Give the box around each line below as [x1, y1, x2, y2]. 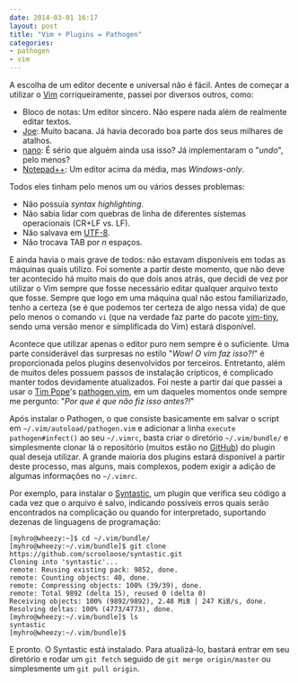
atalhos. [22, 136, 52, 146]
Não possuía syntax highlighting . [22, 199, 145, 209]
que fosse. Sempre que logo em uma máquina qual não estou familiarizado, [9, 293, 289, 303]
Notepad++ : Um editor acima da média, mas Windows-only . [22, 164, 245, 174]
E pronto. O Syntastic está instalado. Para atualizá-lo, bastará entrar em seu [9, 644, 290, 654]
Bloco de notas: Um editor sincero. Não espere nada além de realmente [22, 107, 287, 117]
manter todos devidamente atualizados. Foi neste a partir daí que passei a [9, 377, 283, 387]
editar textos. [22, 116, 72, 127]
